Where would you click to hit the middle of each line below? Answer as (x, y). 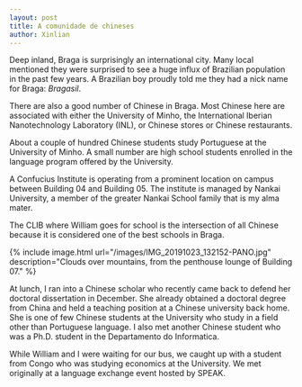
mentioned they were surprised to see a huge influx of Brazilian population (147, 69)
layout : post (34, 18)
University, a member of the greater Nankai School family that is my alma (145, 198)
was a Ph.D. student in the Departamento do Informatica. (115, 337)
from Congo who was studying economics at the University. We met (135, 364)
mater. (21, 208)
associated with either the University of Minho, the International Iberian (141, 116)
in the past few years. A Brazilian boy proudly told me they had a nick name (149, 79)
